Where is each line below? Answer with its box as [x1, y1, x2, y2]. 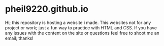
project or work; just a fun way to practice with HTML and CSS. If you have [5, 24, 157, 30]
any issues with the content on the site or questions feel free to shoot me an [5, 30, 160, 36]
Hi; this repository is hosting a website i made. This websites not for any [5, 20, 151, 25]
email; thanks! [5, 35, 33, 41]
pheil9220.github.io [5, 3, 89, 15]
